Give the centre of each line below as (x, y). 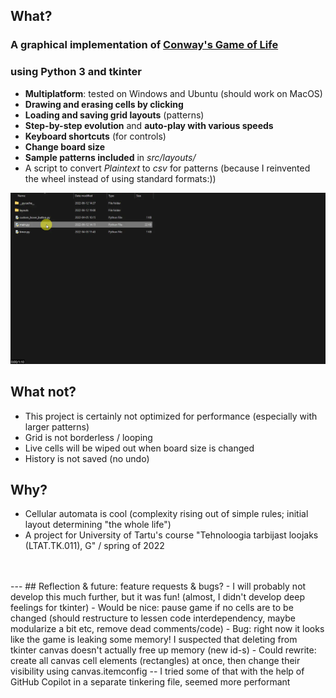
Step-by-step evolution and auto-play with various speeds (149, 125)
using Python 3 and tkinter (76, 72)
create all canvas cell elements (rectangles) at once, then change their (155, 661)
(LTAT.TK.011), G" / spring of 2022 (94, 546)
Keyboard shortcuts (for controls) (95, 136)
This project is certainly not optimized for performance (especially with (171, 416)
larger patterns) (57, 426)
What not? (43, 392)
